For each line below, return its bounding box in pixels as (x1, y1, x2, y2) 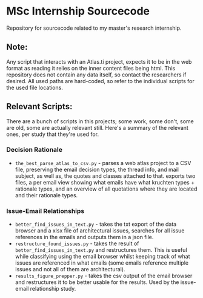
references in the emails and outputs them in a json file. (15, 234, 154, 241)
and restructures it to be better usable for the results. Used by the (15, 279, 179, 286)
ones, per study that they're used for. (6, 130, 99, 138)
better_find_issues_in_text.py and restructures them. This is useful (15, 246, 187, 254)
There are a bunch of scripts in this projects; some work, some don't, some (6, 117, 194, 125)
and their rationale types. (15, 191, 78, 198)
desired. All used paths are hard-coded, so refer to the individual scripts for (6, 77, 195, 84)
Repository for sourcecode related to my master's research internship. (6, 24, 182, 32)
